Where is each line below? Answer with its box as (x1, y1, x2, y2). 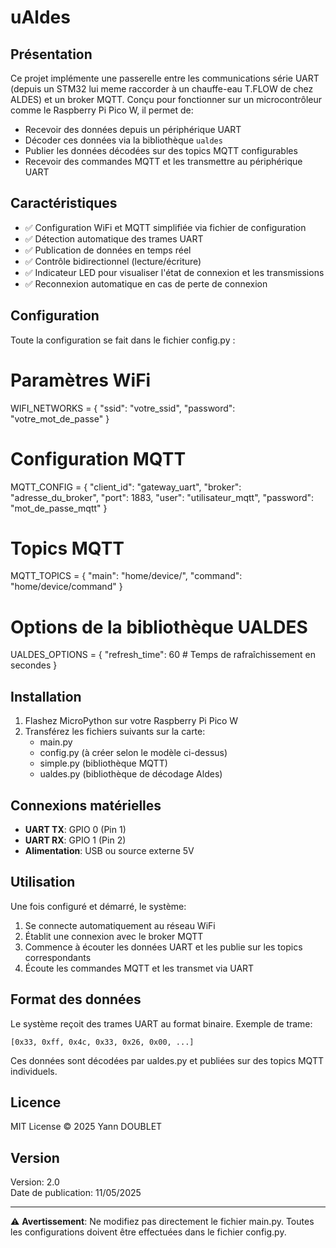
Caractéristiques (10, 195, 118, 212)
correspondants (24, 951, 92, 963)
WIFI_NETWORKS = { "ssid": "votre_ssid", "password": (10, 402, 236, 414)
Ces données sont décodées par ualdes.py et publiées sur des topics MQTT (10, 1054, 324, 1066)
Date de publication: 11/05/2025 (10, 1187, 142, 1199)
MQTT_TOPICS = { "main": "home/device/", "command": (10, 570, 243, 582)
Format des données (10, 991, 142, 1008)
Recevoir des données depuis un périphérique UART (24, 124, 242, 135)
